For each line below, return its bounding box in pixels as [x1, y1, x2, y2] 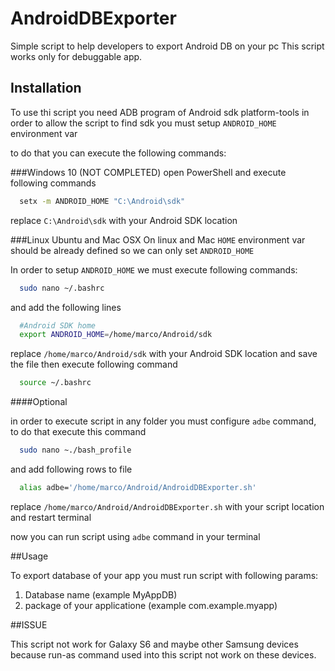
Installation [10, 80, 82, 97]
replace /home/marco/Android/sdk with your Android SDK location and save [10, 348, 318, 360]
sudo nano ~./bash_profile [19, 445, 132, 456]
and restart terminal [10, 511, 92, 523]
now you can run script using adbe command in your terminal [10, 530, 261, 542]
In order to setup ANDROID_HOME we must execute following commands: [10, 263, 298, 276]
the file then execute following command [10, 358, 178, 371]
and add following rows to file [10, 463, 133, 475]
